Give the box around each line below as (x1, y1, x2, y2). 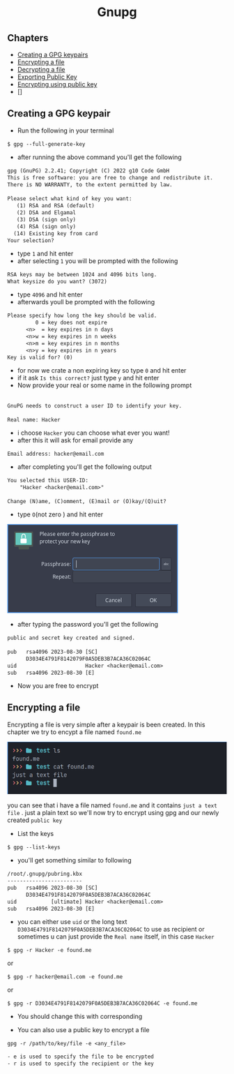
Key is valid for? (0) (7, 354, 73, 361)
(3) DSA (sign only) (16, 216, 77, 223)
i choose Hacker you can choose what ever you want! (17, 428, 170, 437)
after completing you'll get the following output (17, 462, 152, 471)
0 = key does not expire (35, 319, 108, 326)
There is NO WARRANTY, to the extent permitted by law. (7, 181, 173, 188)
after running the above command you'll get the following (17, 153, 182, 161)
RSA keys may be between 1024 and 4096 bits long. (7, 271, 157, 278)
